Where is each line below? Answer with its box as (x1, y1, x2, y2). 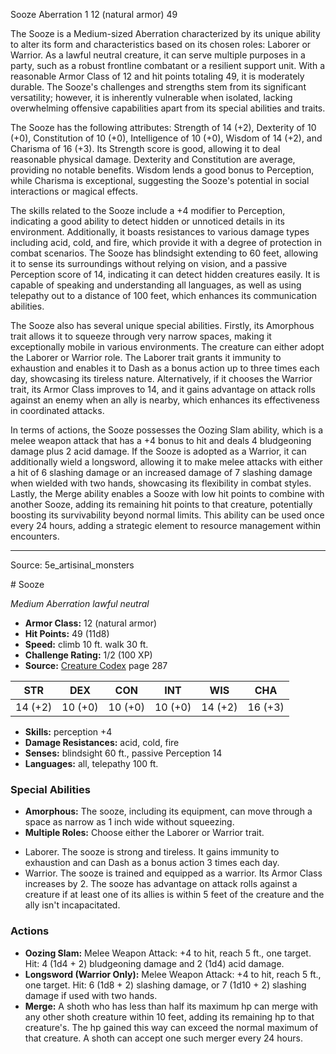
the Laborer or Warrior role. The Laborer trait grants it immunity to (10, 352, 282, 363)
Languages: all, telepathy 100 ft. (24, 758, 159, 769)
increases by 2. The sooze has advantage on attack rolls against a (24, 878, 298, 890)
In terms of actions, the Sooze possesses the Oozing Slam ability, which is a (10, 424, 324, 436)
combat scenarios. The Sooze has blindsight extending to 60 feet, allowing (10, 247, 319, 259)
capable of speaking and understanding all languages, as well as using (10, 279, 302, 291)
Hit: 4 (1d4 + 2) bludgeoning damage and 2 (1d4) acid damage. (24, 957, 285, 969)
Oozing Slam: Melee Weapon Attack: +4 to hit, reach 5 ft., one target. (24, 947, 312, 959)
